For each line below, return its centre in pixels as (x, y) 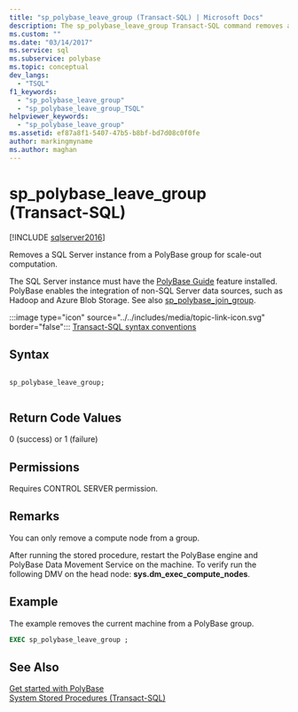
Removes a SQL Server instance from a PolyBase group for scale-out (135, 254)
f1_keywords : (33, 92)
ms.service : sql (39, 51)
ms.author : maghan (43, 149)
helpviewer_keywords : (49, 116)
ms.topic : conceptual (49, 68)
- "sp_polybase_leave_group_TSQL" (81, 108)
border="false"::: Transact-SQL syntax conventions (103, 326)
